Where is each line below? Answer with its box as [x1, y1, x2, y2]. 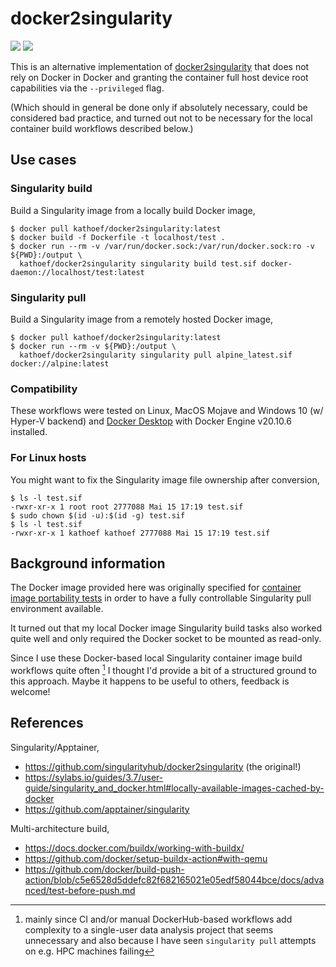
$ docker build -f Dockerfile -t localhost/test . [10, 232, 226, 242]
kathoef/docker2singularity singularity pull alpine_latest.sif [19, 350, 293, 360]
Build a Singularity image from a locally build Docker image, [10, 204, 256, 216]
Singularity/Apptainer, [10, 741, 100, 753]
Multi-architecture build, [10, 822, 110, 834]
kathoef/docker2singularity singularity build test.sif [19, 258, 257, 269]
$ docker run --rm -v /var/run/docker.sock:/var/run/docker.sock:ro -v [10, 241, 315, 251]
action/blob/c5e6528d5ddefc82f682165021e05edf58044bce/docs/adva [24, 873, 325, 886]
